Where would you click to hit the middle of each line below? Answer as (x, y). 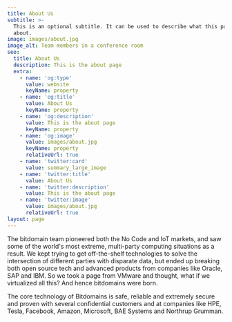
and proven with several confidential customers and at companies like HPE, (114, 303)
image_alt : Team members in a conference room (75, 46)
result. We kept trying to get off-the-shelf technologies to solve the (103, 254)
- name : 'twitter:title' (55, 174)
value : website (47, 84)
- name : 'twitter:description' (65, 187)
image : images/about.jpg (43, 39)
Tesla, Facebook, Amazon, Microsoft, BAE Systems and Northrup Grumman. (115, 311)
